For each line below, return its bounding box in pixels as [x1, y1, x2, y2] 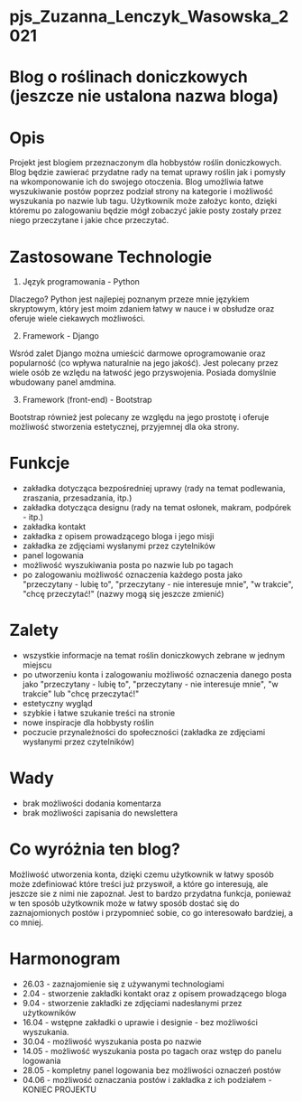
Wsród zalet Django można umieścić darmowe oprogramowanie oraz [9, 348, 266, 359]
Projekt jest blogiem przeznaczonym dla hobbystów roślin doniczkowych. [9, 157, 282, 168]
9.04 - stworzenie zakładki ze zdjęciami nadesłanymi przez [22, 997, 243, 1008]
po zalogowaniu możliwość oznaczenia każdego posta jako [22, 569, 243, 580]
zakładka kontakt [22, 521, 87, 532]
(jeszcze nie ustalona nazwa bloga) [9, 86, 279, 107]
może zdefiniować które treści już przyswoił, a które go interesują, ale [9, 879, 269, 889]
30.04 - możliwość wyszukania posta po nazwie [22, 1036, 202, 1047]
